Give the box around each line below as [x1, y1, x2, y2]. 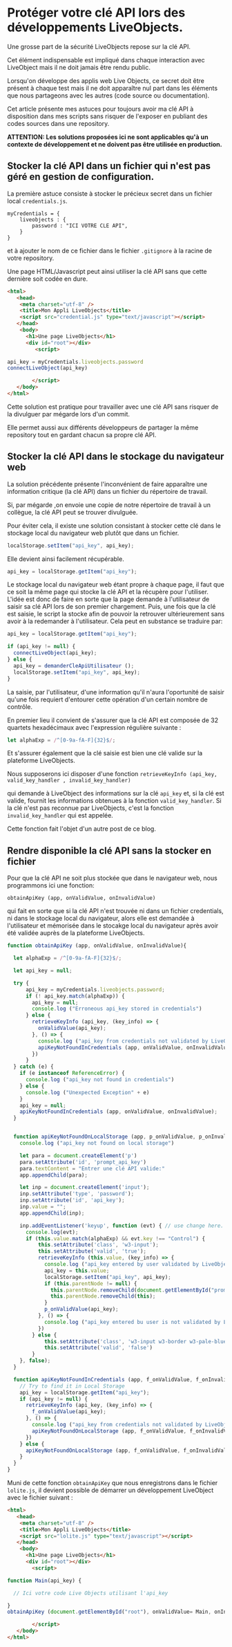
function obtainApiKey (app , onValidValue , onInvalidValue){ [7, 942, 187, 949]
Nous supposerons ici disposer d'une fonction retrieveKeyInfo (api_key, [7, 770, 217, 778]
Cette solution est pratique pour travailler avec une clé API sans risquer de [7, 403, 219, 411]
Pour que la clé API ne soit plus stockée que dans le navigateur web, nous [7, 874, 217, 883]
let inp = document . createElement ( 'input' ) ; [19, 1184, 150, 1191]
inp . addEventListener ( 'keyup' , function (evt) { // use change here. [19, 1222, 224, 1229]
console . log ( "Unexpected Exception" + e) [25, 1089, 150, 1096]
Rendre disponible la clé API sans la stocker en [7, 845, 212, 856]
